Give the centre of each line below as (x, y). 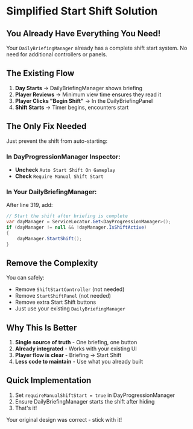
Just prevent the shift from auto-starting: (57, 141)
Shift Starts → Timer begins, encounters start (72, 107)
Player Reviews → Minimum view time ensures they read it (88, 94)
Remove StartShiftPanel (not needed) (63, 296)
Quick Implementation (49, 380)
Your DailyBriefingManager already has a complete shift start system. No (97, 48)
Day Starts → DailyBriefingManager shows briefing (79, 88)
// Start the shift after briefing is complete (67, 216)
